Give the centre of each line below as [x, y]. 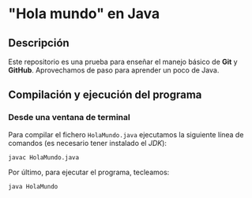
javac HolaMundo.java [44, 157]
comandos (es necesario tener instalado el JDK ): [88, 143]
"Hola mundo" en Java [84, 14]
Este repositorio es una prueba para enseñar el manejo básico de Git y [123, 62]
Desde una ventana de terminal [69, 118]
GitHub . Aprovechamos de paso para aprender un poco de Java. [114, 70]
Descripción [39, 43]
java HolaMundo [33, 186]
